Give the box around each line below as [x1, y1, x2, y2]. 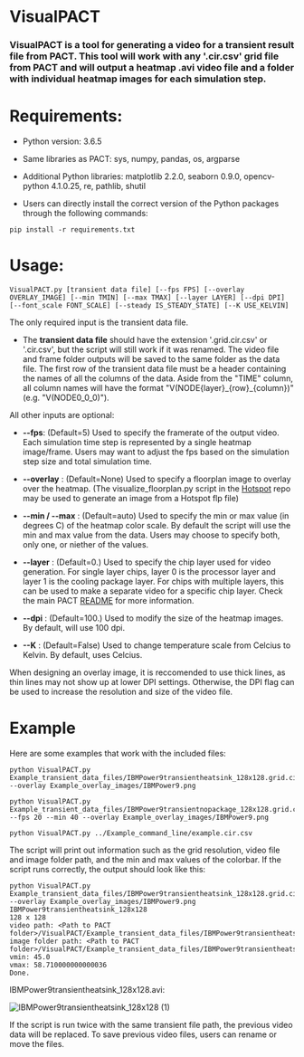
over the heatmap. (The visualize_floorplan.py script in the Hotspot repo [22, 482, 291, 494]
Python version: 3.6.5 [22, 136, 102, 147]
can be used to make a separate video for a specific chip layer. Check [22, 586, 283, 596]
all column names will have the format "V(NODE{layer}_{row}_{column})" [22, 382, 294, 393]
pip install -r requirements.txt [9, 225, 136, 234]
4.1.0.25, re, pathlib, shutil [51, 181, 147, 192]
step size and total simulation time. [22, 455, 152, 467]
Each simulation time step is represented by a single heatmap [22, 436, 252, 447]
